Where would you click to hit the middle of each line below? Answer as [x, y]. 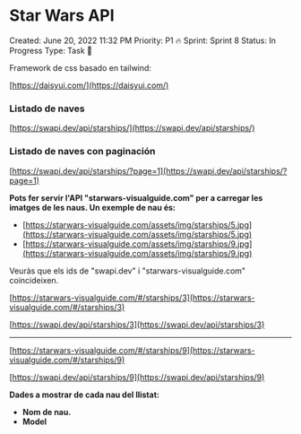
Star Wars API [62, 16]
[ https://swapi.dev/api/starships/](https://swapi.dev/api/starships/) [132, 128]
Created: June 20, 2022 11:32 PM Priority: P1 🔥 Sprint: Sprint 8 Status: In [142, 40]
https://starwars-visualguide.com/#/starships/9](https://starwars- [133, 350]
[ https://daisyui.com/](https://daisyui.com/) [89, 85]
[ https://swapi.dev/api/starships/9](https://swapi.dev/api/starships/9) [137, 377]
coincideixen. [34, 280]
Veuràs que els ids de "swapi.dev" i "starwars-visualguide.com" [128, 271]
